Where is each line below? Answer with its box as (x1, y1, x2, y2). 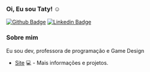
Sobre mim (6, 34, 39, 42)
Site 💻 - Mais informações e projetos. (14, 59, 109, 66)
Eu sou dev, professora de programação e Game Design (6, 47, 145, 54)
